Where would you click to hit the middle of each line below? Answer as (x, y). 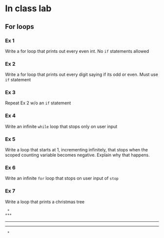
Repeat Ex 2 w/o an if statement (38, 103)
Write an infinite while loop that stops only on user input (61, 126)
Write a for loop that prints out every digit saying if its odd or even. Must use (82, 74)
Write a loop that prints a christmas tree (45, 202)
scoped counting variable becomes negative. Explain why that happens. (77, 155)
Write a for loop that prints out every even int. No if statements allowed (77, 51)
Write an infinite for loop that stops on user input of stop (62, 178)
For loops (20, 27)
